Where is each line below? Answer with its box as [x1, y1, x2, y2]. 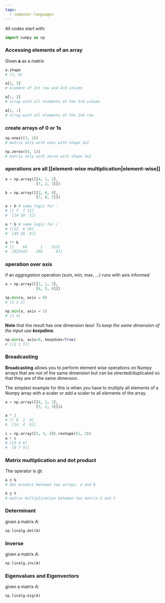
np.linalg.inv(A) [5, 560, 41, 565]
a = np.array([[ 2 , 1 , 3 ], [5, 281, 58, 287]
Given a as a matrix [5, 58, 44, 64]
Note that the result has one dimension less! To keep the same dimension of [5, 322, 160, 328]
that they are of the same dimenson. [5, 375, 79, 381]
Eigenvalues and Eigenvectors [5, 572, 79, 579]
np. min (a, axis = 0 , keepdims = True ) [5, 337, 76, 342]
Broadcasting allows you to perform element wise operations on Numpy [5, 365, 152, 371]
